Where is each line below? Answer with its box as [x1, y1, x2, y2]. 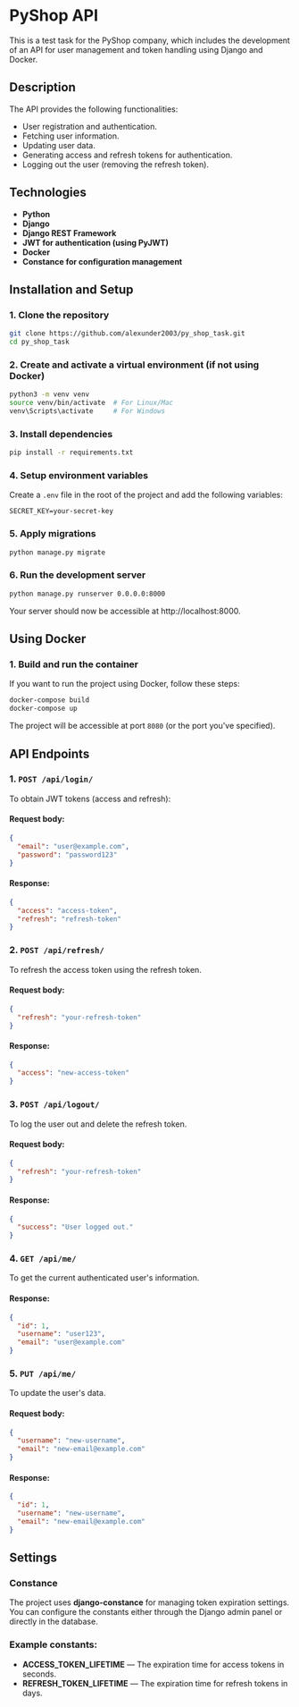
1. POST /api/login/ [9, 773, 94, 785]
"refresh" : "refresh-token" [17, 914, 122, 924]
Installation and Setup [9, 282, 134, 297]
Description [9, 80, 76, 95]
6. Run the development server [9, 569, 146, 581]
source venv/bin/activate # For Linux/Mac [9, 399, 174, 408]
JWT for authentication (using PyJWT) [21, 237, 170, 248]
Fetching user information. [21, 131, 120, 141]
